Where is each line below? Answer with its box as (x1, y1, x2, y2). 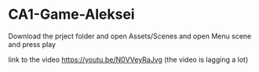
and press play (8, 39, 57, 49)
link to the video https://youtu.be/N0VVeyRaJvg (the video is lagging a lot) (8, 55, 249, 64)
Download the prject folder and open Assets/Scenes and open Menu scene (8, 31, 252, 41)
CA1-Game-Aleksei (8, 5, 135, 23)
